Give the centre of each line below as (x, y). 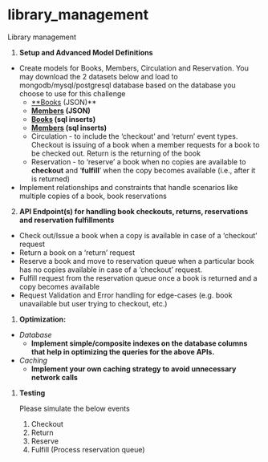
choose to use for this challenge (72, 93)
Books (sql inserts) (63, 119)
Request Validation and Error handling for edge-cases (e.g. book (126, 295)
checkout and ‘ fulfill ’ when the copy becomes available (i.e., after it (143, 170)
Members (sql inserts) (69, 128)
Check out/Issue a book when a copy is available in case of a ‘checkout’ (138, 235)
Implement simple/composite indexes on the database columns (139, 343)
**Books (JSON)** (64, 102)
